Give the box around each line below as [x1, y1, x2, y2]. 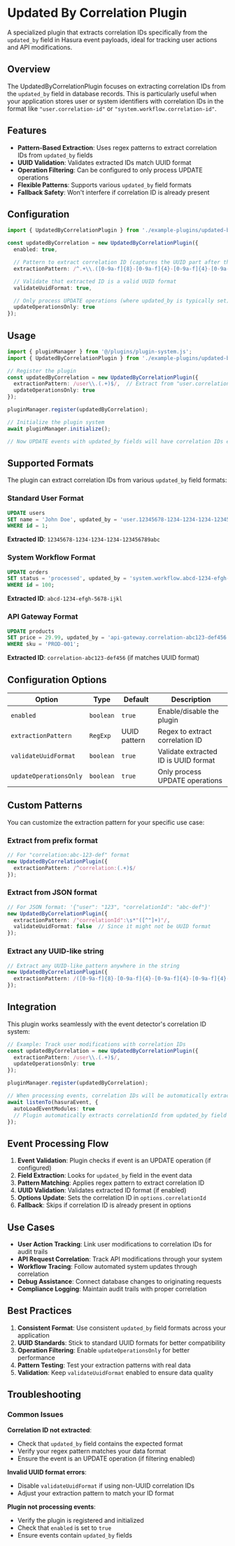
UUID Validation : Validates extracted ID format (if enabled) [17, 1186, 187, 1195]
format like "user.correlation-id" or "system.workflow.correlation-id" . [7, 104, 217, 113]
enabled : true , [13, 246, 58, 253]
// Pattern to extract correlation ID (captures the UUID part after [13, 259, 220, 266]
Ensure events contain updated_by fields [17, 1531, 133, 1539]
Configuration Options [7, 673, 107, 685]
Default [123, 694, 149, 704]
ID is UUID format [157, 755, 215, 765]
